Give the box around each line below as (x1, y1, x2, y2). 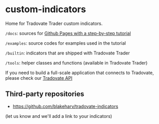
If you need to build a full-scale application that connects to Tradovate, (5, 70, 154, 76)
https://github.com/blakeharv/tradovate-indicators (12, 103, 119, 109)
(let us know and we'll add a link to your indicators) (5, 113, 112, 119)
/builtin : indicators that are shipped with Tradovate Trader (5, 50, 130, 56)
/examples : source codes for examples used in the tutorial (5, 40, 126, 46)
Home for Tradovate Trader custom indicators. (5, 20, 103, 26)
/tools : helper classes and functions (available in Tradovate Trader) (5, 59, 148, 66)
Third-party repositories (5, 90, 85, 99)
